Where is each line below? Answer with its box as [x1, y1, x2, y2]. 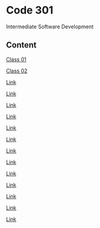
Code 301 [6, 4, 54, 17]
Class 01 [6, 55, 26, 62]
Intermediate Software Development [6, 23, 94, 30]
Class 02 [6, 67, 28, 74]
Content [6, 40, 37, 50]
